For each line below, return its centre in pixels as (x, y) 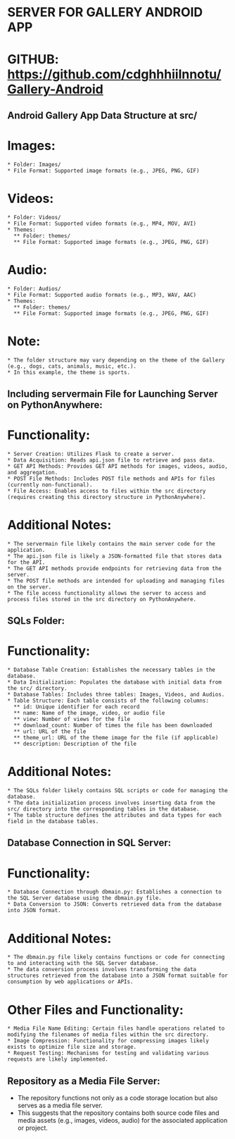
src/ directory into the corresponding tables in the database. (103, 809)
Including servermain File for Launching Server (113, 394)
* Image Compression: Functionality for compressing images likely (108, 1041)
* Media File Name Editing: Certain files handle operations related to (116, 1029)
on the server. (30, 587)
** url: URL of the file (50, 732)
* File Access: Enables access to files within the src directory (107, 491)
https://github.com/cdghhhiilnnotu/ (114, 74)
